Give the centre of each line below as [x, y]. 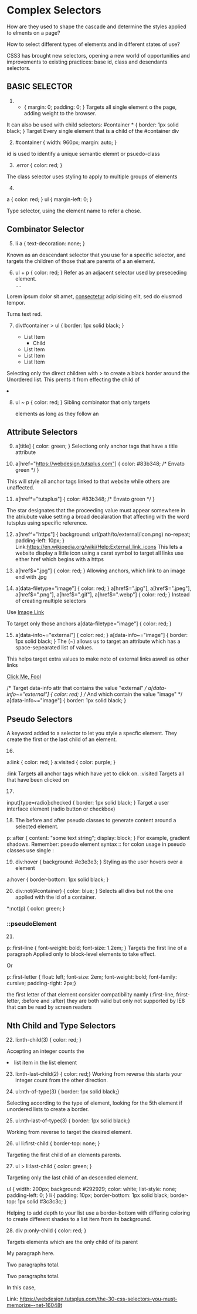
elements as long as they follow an [57, 413]
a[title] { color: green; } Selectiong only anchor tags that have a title [96, 446]
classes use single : [30, 851]
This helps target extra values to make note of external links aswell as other [98, 659]
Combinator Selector [45, 229]
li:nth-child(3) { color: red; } [48, 1040]
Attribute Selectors [42, 432]
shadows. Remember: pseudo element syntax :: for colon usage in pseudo [96, 844]
